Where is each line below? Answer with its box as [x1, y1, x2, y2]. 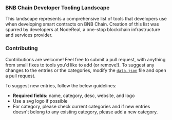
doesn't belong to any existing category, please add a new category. [12, 109, 158, 115]
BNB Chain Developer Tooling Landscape [5, 4, 110, 11]
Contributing [5, 45, 38, 52]
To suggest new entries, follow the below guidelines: [5, 82, 117, 88]
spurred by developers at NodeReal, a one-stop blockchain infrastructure [5, 27, 161, 33]
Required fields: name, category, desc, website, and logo [12, 92, 135, 99]
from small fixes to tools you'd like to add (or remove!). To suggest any [5, 62, 155, 68]
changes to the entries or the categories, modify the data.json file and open [5, 67, 167, 73]
